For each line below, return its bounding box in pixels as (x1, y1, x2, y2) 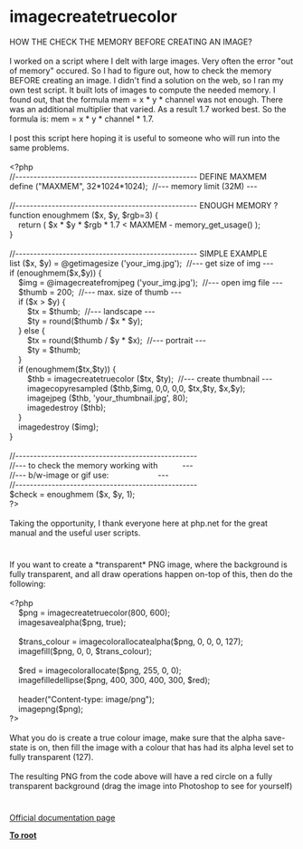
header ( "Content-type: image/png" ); (17, 694, 156, 705)
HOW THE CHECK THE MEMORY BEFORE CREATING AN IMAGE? (9, 36, 253, 47)
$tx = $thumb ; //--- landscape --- (26, 305, 156, 316)
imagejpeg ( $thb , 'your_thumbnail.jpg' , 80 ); (26, 392, 188, 403)
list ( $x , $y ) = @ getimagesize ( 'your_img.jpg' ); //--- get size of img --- (9, 257, 274, 268)
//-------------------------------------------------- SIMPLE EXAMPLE (9, 247, 269, 259)
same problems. (9, 142, 70, 153)
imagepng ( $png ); (17, 704, 84, 715)
